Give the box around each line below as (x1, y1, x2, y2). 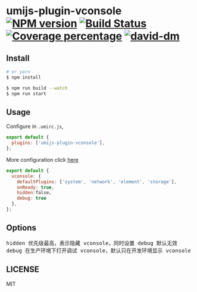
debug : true (17, 195, 46, 202)
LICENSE (6, 265, 40, 275)
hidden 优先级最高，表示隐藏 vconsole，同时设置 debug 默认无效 (6, 240, 177, 246)
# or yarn (6, 69, 31, 75)
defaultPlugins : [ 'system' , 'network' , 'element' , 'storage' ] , (17, 178, 177, 185)
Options (6, 223, 37, 233)
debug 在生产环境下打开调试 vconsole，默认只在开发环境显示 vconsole (6, 247, 192, 254)
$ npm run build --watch (6, 85, 68, 91)
